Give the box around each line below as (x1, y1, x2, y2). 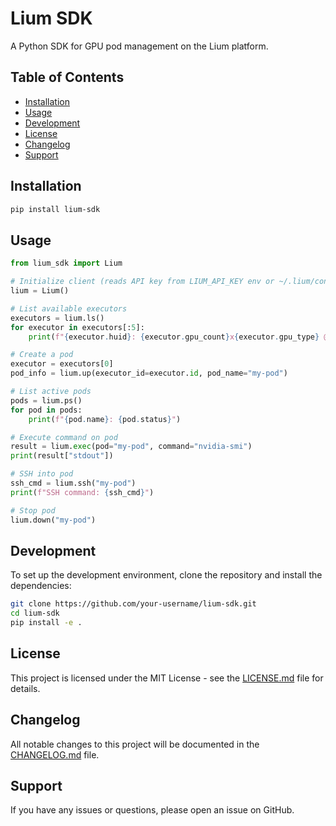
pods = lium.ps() (10, 395, 83, 406)
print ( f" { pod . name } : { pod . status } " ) (28, 414, 182, 424)
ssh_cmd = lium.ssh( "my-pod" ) (10, 478, 137, 488)
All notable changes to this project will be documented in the (10, 738, 260, 750)
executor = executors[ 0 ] (10, 359, 114, 369)
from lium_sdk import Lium (10, 258, 123, 269)
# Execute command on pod (10, 432, 118, 442)
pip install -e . (10, 618, 83, 628)
